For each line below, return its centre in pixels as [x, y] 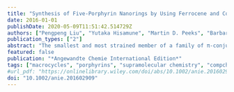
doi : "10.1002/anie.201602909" [53, 78]
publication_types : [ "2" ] [45, 39]
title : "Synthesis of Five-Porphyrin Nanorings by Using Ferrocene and [113, 13]
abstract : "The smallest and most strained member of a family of [106, 46]
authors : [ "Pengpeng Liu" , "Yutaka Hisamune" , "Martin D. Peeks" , [106, 33]
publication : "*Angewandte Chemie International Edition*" [95, 59]
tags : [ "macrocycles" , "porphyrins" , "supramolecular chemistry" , [106, 65]
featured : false [31, 53]
